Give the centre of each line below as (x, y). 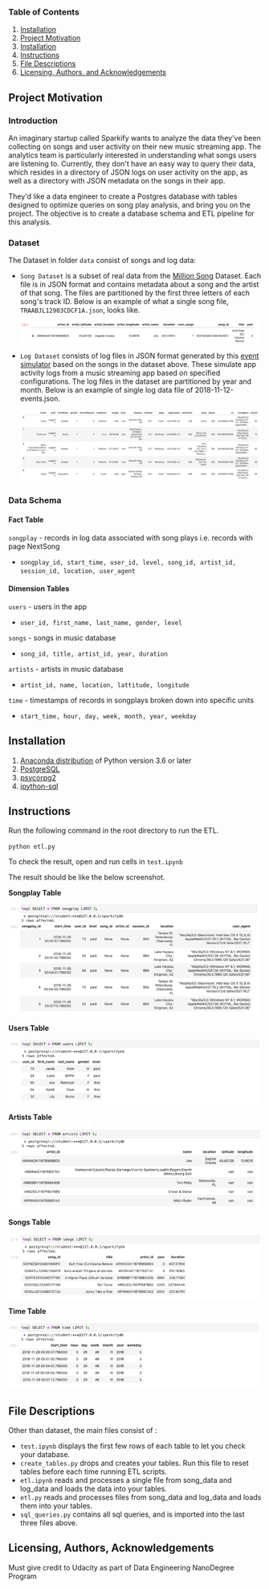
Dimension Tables (39, 589)
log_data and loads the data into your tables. (93, 1489)
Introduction (33, 121)
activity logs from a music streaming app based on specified (120, 373)
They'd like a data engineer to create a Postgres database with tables (123, 196)
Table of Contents (44, 12)
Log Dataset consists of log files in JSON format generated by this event (139, 356)
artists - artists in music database (66, 669)
